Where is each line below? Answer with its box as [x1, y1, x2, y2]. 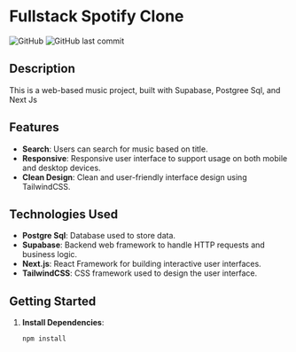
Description [9, 61, 75, 76]
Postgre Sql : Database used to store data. [21, 231, 175, 241]
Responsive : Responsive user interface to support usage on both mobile [21, 153, 288, 163]
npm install [21, 334, 66, 343]
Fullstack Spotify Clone [9, 6, 184, 27]
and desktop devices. [21, 162, 101, 173]
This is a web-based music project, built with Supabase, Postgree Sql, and [9, 84, 281, 95]
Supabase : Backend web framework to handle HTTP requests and [21, 239, 266, 250]
